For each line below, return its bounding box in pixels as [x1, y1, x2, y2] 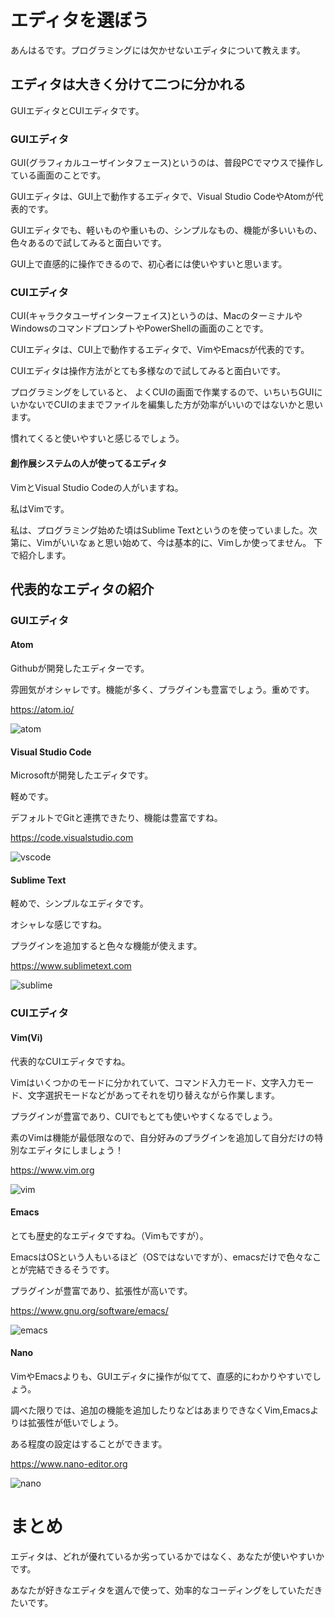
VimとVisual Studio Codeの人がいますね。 [10, 481, 184, 493]
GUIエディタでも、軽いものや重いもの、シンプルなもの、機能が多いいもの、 [10, 224, 323, 236]
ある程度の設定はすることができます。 [10, 1438, 168, 1450]
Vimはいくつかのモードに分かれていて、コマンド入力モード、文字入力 [10, 1076, 297, 1088]
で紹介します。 [10, 549, 72, 561]
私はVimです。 [10, 502, 70, 515]
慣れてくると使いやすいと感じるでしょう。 [10, 432, 185, 445]
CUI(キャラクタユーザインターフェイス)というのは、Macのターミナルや [10, 310, 303, 322]
